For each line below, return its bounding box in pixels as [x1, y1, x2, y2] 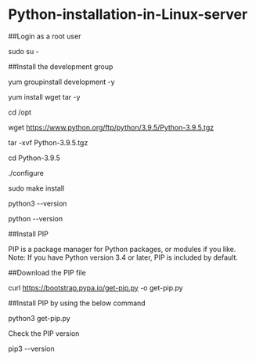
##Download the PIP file [8, 268, 86, 277]
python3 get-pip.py [8, 313, 70, 323]
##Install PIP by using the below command [8, 298, 146, 308]
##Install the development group [8, 61, 114, 71]
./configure [8, 168, 45, 177]
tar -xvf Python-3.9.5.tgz [8, 137, 88, 147]
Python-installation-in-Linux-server [8, 5, 248, 24]
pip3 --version [8, 344, 55, 353]
